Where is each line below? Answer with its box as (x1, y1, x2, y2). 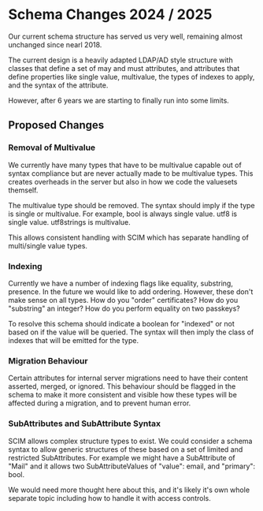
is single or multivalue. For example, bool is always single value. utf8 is (8, 209, 238, 218)
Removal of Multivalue (8, 142, 96, 153)
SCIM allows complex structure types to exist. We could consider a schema (8, 436, 253, 446)
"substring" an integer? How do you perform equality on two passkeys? (8, 304, 240, 313)
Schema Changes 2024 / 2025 (8, 6, 213, 24)
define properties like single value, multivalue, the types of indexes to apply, (8, 72, 255, 81)
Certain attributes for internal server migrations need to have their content (8, 373, 248, 383)
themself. (8, 185, 39, 195)
